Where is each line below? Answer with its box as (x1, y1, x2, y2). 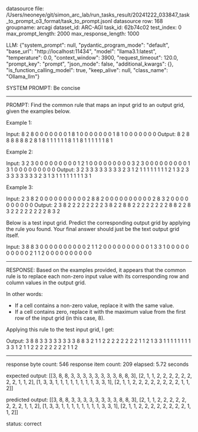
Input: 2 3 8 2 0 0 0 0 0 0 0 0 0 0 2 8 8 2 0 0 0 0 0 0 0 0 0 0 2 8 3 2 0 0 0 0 (6, 195, 189, 202)
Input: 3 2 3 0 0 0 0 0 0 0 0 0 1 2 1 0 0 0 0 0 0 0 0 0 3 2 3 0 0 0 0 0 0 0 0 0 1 (6, 160, 190, 167)
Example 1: (6, 119, 32, 126)
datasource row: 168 (113, 18, 163, 24)
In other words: (6, 291, 43, 297)
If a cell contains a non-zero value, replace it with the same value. (14, 302, 174, 309)
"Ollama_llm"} (6, 73, 40, 80)
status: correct (6, 420, 42, 427)
